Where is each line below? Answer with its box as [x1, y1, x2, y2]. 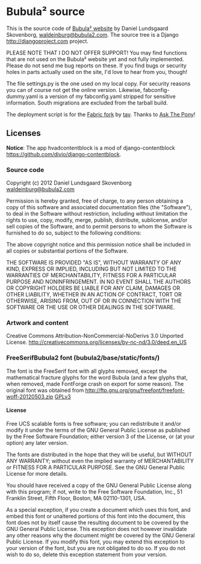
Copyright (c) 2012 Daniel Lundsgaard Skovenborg [6, 179, 132, 186]
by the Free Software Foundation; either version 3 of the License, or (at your [6, 432, 195, 440]
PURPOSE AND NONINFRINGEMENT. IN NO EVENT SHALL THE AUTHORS [6, 278, 191, 286]
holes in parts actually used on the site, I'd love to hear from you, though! [6, 68, 188, 75]
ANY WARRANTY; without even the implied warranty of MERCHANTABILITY [6, 457, 194, 464]
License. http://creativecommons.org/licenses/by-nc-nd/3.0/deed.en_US [6, 339, 187, 346]
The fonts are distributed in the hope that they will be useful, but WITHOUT [6, 450, 193, 458]
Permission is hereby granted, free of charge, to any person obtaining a [6, 197, 184, 204]
